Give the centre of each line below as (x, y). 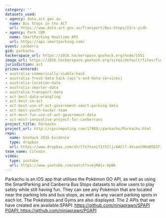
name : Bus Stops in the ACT (39, 23)
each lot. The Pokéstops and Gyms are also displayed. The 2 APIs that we (80, 200)
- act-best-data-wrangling (33, 96)
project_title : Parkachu (31, 124)
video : (12, 156)
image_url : (16, 60)
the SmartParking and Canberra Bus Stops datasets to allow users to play (80, 185)
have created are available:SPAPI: (39, 205)
